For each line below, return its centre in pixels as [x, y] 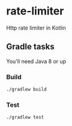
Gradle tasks [31, 47]
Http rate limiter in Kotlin [36, 28]
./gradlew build [26, 90]
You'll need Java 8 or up [36, 61]
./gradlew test [25, 118]
